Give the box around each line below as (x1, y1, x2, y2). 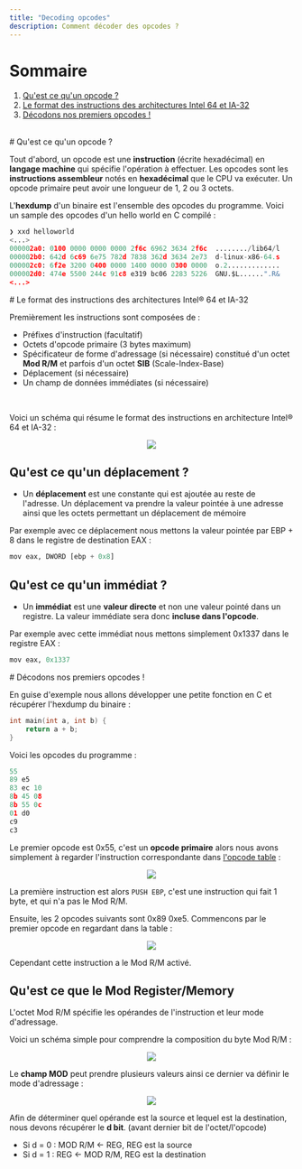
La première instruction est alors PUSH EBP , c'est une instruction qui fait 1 (9, 886, 278, 896)
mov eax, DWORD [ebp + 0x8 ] (9, 552, 115, 561)
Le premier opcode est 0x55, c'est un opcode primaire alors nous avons (9, 841, 279, 853)
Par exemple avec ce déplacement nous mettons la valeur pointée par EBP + (9, 525, 294, 536)
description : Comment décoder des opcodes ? (9, 22, 179, 31)
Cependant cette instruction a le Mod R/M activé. (9, 957, 192, 968)
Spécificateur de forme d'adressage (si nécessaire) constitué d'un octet (22, 348, 290, 359)
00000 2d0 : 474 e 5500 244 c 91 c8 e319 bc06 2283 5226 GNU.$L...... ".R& (9, 269, 280, 278)
